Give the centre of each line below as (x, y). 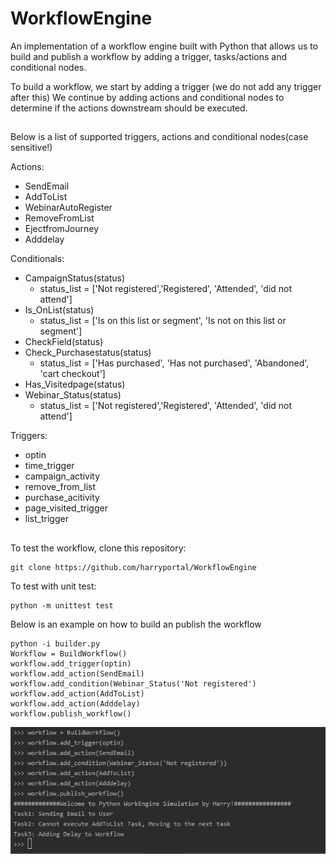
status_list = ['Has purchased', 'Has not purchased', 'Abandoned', (174, 363)
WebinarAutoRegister (68, 208)
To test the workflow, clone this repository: (98, 548)
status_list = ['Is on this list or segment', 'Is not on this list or (163, 321)
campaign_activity (62, 476)
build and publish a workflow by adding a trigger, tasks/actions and (148, 56)
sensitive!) (31, 148)
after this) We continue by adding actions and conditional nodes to (147, 97)
